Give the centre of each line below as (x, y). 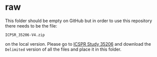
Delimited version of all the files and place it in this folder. (63, 49)
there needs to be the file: (31, 26)
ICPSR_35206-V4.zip (25, 35)
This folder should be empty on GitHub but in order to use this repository (78, 21)
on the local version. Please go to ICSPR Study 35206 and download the (78, 44)
